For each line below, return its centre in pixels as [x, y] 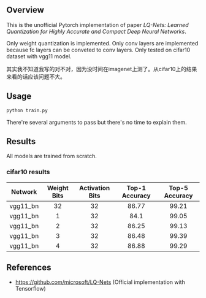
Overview [25, 10]
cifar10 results [28, 172]
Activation [94, 188]
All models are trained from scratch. [51, 156]
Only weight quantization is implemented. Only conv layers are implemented [102, 43]
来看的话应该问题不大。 [36, 77]
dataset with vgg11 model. [39, 56]
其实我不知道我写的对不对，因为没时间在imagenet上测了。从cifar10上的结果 [102, 69]
